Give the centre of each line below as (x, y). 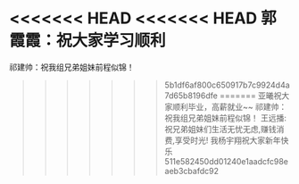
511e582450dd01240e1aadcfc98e (226, 161)
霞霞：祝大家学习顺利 (88, 41)
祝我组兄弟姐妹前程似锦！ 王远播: (226, 118)
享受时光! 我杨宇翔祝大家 (220, 140)
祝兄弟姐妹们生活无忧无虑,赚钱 (220, 129)
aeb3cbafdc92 (191, 171)
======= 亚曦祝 (251, 96)
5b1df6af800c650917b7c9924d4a (227, 85)
